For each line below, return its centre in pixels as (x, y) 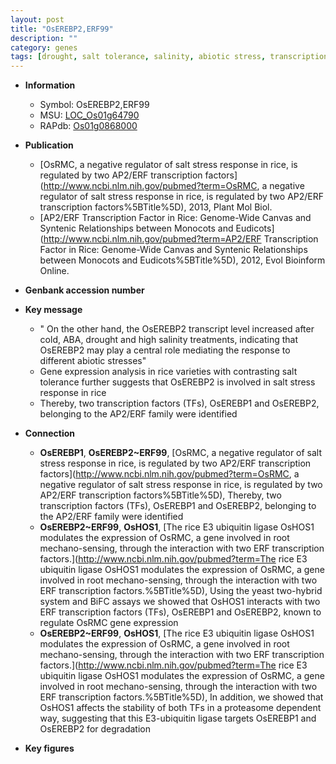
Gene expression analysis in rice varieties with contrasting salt (168, 372)
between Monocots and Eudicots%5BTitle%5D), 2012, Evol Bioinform (182, 260)
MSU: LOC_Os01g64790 (89, 115)
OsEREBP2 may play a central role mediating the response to (165, 350)
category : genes (44, 47)
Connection (49, 433)
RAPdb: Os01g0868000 (88, 126)
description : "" (44, 38)
